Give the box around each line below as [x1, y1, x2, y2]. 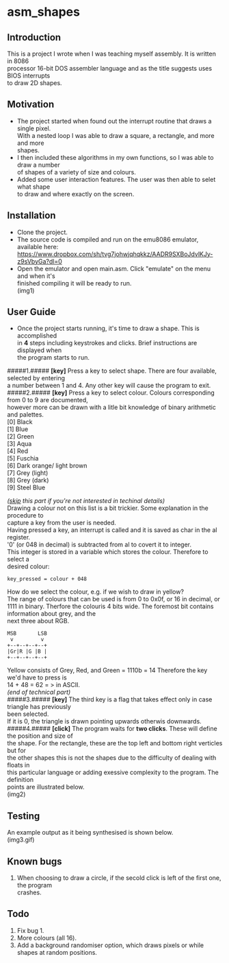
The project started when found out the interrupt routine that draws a [16, 117, 212, 125]
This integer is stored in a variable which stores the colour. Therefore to [7, 548, 208, 556]
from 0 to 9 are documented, [7, 396, 89, 404]
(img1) [16, 286, 35, 294]
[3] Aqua [7, 440, 32, 448]
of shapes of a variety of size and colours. [16, 167, 137, 176]
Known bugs [7, 855, 63, 867]
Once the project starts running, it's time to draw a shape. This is [16, 324, 200, 333]
